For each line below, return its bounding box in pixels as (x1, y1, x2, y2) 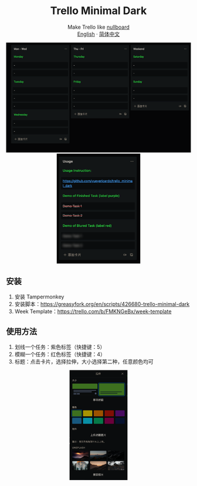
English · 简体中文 (77, 30, 120, 38)
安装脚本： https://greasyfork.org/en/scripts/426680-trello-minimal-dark (14, 300, 190, 307)
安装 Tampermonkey (14, 293, 64, 300)
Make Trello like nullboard (67, 23, 130, 30)
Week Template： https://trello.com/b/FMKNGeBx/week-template (14, 308, 172, 315)
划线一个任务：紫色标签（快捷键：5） (14, 343, 106, 350)
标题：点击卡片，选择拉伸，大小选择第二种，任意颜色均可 (14, 358, 154, 365)
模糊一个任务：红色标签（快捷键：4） (14, 351, 106, 358)
